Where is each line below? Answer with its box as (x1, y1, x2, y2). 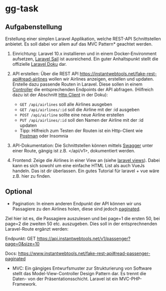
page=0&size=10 (5, 241, 40, 246)
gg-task (5, 3, 39, 14)
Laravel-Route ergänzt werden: (5, 226, 68, 232)
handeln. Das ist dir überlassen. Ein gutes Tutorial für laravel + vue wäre (12, 168, 160, 174)
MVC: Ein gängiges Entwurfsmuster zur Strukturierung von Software (12, 265, 152, 271)
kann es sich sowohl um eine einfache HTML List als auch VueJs (12, 163, 145, 168)
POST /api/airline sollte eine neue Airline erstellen (19, 112, 124, 118)
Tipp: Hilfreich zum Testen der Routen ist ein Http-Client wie (19, 128, 143, 134)
